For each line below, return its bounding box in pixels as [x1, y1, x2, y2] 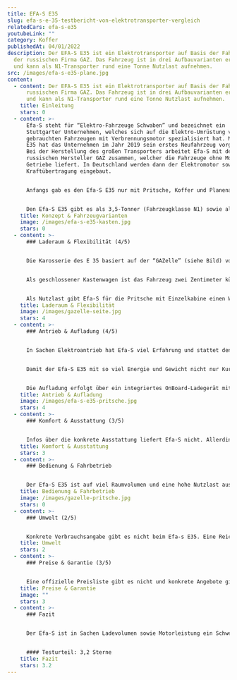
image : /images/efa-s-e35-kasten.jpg [20, 219, 131, 226]
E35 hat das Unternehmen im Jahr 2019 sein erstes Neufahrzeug [25, 142, 217, 149]
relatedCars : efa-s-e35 [7, 23, 78, 30]
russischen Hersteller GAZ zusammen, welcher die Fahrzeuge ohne [25, 154, 222, 162]
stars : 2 [20, 546, 46, 554]
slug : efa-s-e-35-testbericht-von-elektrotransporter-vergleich [7, 17, 200, 24]
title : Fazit [20, 655, 59, 662]
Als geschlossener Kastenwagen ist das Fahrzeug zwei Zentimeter [25, 276, 222, 283]
